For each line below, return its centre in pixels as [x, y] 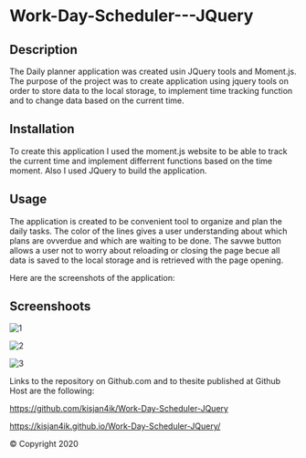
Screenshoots [50, 307]
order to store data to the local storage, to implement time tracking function [151, 91]
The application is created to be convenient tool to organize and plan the [146, 221]
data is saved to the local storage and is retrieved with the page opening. [147, 260]
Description [43, 50]
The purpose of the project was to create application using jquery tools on [149, 81]
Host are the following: [52, 391]
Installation [42, 129]
